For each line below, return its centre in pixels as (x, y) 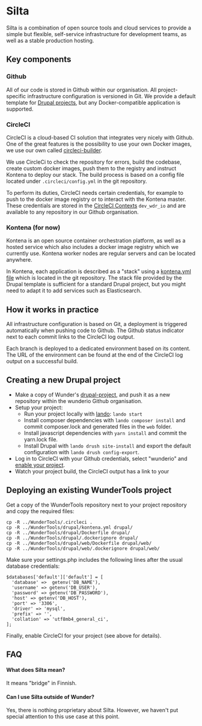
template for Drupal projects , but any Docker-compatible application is (93, 102)
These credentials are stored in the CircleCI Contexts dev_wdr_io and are (96, 205)
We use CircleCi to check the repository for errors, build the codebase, (94, 162)
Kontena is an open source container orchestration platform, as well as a (96, 241)
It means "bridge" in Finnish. (41, 683)
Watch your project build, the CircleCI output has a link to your (92, 471)
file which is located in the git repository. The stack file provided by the (94, 278)
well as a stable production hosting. (50, 40)
